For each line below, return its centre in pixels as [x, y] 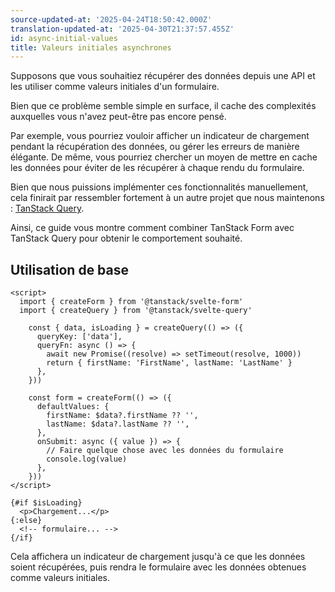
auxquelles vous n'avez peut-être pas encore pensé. [118, 117]
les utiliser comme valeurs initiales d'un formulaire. [115, 87]
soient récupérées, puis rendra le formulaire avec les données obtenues [158, 567]
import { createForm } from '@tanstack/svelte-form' [131, 302]
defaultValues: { [73, 407]
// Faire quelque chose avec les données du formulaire [165, 451]
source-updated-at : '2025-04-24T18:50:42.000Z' [111, 19]
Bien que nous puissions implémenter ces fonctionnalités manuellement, [159, 187]
